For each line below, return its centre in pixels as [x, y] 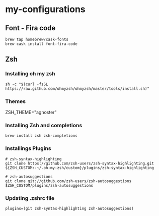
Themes [16, 101]
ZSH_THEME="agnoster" [31, 112]
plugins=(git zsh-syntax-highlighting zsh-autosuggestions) [70, 208]
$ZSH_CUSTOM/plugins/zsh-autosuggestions [49, 185]
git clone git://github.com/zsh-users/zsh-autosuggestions [68, 181]
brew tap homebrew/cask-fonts [37, 39]
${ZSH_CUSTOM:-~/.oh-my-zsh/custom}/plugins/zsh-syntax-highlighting [80, 168]
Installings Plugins [28, 148]
